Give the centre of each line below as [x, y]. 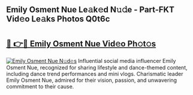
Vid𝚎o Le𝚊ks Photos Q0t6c [58, 19]
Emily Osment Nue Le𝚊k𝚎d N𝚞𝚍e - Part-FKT [91, 10]
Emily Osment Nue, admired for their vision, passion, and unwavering [92, 80]
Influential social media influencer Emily [127, 61]
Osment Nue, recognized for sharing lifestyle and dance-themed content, [97, 67]
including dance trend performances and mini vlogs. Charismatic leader [95, 74]
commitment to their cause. [40, 86]
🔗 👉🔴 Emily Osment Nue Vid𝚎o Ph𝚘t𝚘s [81, 44]
